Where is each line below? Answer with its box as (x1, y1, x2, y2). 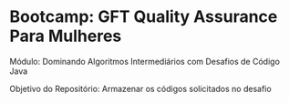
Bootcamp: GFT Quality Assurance (9, 6, 278, 27)
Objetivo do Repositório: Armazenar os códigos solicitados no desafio (9, 83, 272, 94)
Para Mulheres (9, 26, 122, 46)
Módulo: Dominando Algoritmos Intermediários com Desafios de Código (9, 56, 281, 67)
